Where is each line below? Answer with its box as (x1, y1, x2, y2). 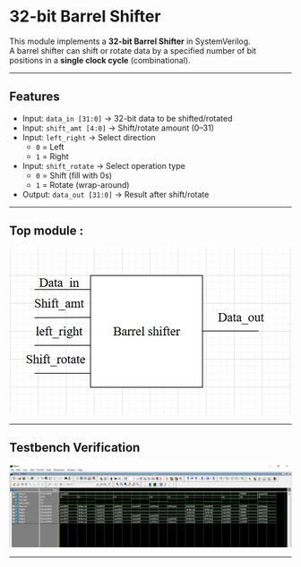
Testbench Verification (9, 440, 141, 455)
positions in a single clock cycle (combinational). (9, 55, 191, 65)
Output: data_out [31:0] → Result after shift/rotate (21, 189, 210, 199)
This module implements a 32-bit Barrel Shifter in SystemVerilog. (9, 36, 251, 47)
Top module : (9, 224, 84, 239)
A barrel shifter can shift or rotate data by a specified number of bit (9, 45, 257, 55)
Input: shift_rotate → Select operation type (21, 160, 185, 171)
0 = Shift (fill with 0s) (35, 170, 113, 181)
